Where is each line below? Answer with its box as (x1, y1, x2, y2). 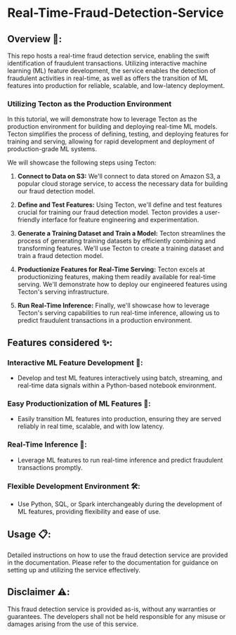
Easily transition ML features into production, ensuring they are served (17, 415, 221, 423)
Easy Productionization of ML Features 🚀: (7, 399, 151, 409)
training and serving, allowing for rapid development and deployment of (7, 137, 215, 146)
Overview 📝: (7, 33, 62, 45)
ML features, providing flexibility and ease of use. (17, 507, 161, 515)
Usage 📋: (7, 529, 51, 541)
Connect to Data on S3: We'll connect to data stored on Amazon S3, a (17, 172, 221, 181)
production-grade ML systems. (7, 145, 97, 153)
